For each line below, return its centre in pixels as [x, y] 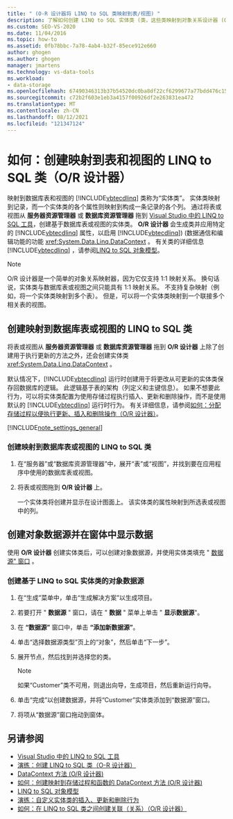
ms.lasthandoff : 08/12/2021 [48, 117]
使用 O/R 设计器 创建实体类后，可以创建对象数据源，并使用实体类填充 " [109, 552]
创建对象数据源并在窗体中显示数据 [80, 534]
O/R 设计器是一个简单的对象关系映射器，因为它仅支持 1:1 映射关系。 [103, 278]
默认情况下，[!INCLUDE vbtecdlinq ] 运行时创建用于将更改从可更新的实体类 [112, 379]
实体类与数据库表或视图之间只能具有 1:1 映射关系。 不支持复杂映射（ [116, 287]
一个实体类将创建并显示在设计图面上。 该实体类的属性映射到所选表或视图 [121, 502]
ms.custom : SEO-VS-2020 [42, 26]
